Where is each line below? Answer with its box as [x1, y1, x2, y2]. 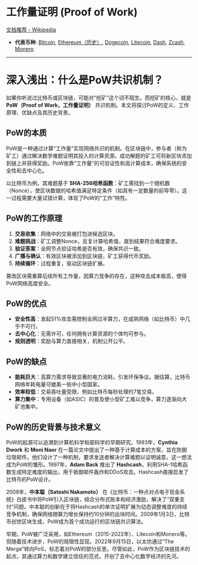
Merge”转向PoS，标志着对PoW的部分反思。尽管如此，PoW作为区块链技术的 [6, 545, 190, 552]
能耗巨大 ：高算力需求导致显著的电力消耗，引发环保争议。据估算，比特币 [14, 373, 190, 380]
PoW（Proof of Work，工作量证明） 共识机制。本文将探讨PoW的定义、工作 [6, 101, 190, 108]
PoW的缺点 [6, 356, 47, 367]
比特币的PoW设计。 [6, 476, 54, 483]
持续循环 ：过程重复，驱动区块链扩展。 [14, 260, 108, 267]
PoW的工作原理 [6, 214, 63, 224]
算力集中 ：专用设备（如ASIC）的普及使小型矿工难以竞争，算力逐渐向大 [14, 396, 187, 403]
